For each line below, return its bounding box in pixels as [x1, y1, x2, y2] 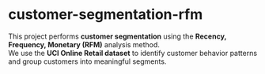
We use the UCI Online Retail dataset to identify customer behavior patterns [8, 48, 258, 57]
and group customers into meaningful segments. [8, 57, 167, 66]
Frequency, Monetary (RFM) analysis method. [8, 39, 161, 49]
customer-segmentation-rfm [8, 6, 203, 24]
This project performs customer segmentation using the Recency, [8, 31, 227, 41]
